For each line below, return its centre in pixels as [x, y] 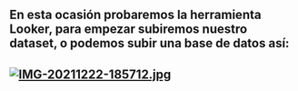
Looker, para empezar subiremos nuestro [129, 30]
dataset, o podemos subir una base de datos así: [149, 43]
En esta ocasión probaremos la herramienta [135, 15]
